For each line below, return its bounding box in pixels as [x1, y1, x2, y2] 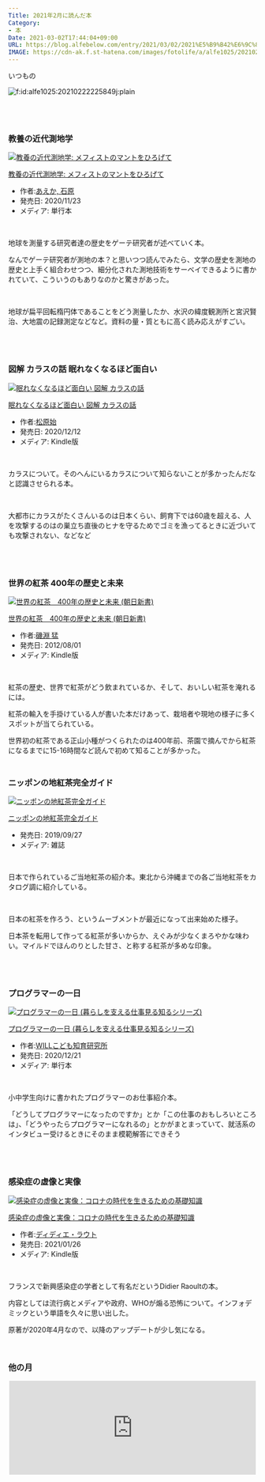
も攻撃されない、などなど [8, 531, 91, 540]
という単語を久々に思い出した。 [28, 1308, 132, 1318]
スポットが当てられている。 [8, 719, 99, 728]
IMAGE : [8, 48, 30, 56]
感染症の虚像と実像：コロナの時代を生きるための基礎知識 [8, 1212, 195, 1222]
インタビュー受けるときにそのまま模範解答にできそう [8, 1129, 181, 1139]
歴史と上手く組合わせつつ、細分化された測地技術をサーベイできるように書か [8, 265, 257, 274]
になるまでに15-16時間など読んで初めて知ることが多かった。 [8, 745, 205, 755]
